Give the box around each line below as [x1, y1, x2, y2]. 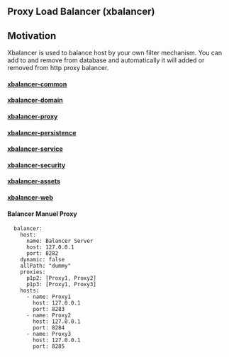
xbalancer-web [7, 193, 54, 201]
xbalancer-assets [7, 177, 61, 186]
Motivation [7, 30, 57, 42]
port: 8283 [33, 306, 65, 313]
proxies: [20, 268, 46, 276]
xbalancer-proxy [7, 112, 58, 120]
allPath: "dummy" [20, 262, 72, 270]
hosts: [20, 287, 40, 295]
